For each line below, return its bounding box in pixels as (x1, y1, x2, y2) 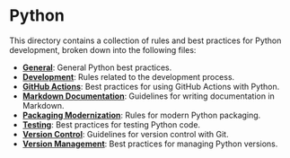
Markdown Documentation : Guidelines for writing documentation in (22, 91, 276, 101)
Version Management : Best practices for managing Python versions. (22, 138, 278, 149)
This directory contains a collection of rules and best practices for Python (9, 35, 282, 46)
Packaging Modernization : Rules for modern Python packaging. (22, 110, 261, 120)
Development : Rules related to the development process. (22, 71, 235, 82)
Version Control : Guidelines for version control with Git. (22, 128, 229, 139)
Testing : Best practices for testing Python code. (22, 118, 200, 130)
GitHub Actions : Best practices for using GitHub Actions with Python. (22, 81, 280, 92)
